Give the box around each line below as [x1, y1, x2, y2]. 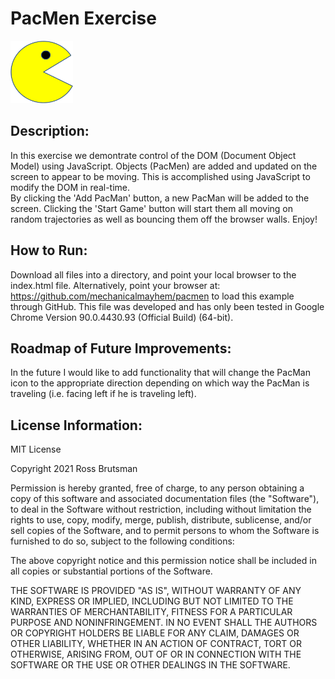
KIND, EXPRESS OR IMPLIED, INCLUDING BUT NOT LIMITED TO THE [10, 595, 294, 607]
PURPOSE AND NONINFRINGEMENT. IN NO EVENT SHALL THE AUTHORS [10, 617, 318, 629]
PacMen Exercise [10, 7, 157, 30]
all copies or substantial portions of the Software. [10, 565, 213, 577]
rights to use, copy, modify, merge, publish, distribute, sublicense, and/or [10, 514, 312, 526]
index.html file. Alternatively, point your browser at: [10, 279, 221, 291]
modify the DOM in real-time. [10, 181, 131, 193]
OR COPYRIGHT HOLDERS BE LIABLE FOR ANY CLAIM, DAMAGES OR [10, 627, 300, 639]
